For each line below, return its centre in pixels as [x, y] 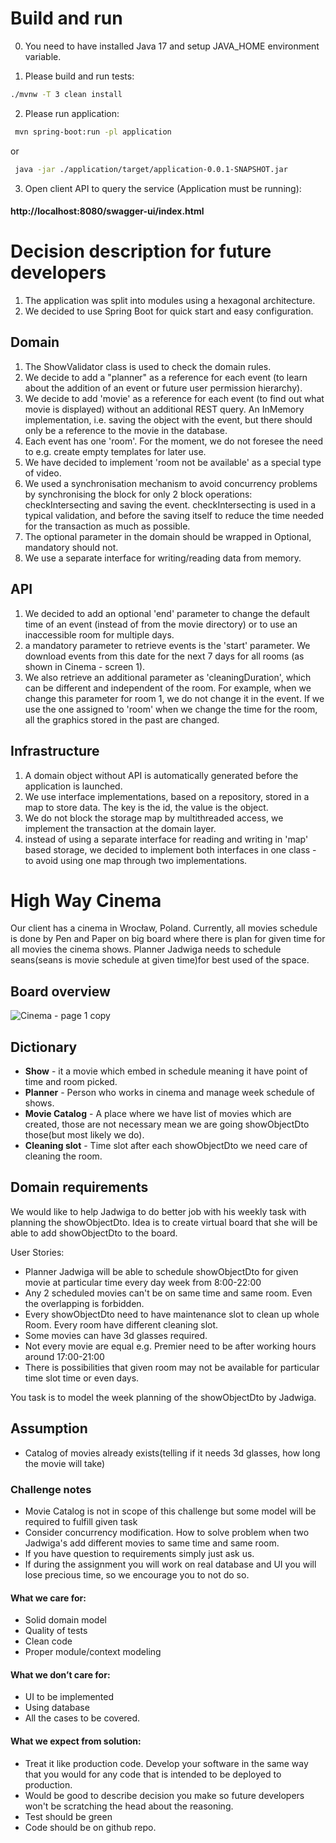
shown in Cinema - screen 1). [85, 666]
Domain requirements [79, 1187]
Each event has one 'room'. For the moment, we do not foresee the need [173, 441]
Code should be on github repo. [90, 1827]
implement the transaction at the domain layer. [120, 828]
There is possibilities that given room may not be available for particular [172, 1367]
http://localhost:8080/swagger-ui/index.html [107, 211]
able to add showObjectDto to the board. [94, 1233]
